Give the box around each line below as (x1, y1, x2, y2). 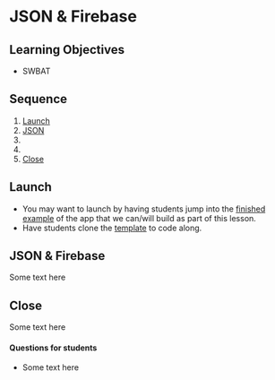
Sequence (9, 91, 68, 107)
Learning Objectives (9, 42, 125, 57)
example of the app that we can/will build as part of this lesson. (21, 212, 257, 223)
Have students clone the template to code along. (21, 222, 202, 233)
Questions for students (9, 342, 98, 353)
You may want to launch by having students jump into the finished (21, 203, 266, 214)
